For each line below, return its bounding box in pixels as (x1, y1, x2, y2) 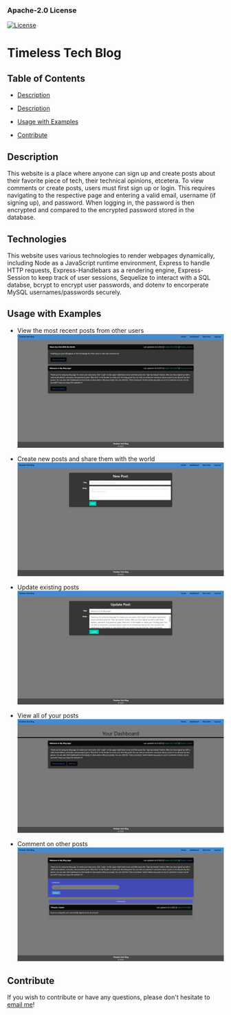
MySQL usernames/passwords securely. (7, 288, 122, 296)
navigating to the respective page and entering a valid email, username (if (7, 192, 216, 200)
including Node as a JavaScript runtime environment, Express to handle (7, 258, 210, 267)
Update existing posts (16, 583, 79, 591)
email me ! (7, 1001, 35, 1009)
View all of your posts (16, 712, 79, 720)
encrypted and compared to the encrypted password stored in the (7, 206, 195, 214)
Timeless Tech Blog (7, 45, 122, 61)
